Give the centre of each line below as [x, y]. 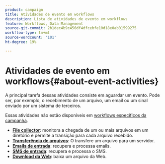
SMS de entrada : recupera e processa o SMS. [59, 151]
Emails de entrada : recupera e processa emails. [61, 146]
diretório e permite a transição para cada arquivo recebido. [73, 135]
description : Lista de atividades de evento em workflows [66, 19]
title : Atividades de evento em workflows [50, 14]
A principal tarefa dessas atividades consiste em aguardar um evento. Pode [82, 95]
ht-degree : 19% [21, 42]
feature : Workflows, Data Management [44, 24]
